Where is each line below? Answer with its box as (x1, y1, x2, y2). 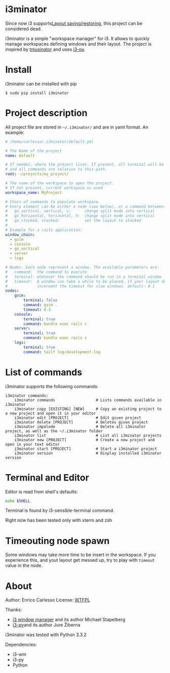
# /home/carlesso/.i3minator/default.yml (5, 139, 94, 144)
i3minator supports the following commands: (5, 383, 99, 389)
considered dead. (5, 25, 42, 31)
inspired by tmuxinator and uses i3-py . (5, 46, 86, 52)
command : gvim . (23, 303, 58, 308)
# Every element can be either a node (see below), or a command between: (5, 204, 166, 209)
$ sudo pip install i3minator (5, 90, 69, 96)
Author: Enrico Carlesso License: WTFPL (5, 597, 90, 603)
